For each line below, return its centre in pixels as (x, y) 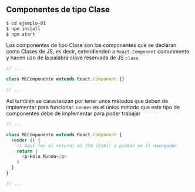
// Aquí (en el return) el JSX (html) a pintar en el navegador (97, 146)
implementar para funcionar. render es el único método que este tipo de (93, 107)
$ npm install (23, 29)
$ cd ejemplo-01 (26, 23)
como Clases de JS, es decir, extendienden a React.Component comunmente (98, 52)
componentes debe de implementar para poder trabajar (73, 113)
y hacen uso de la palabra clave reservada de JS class (73, 58)
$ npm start (21, 34)
